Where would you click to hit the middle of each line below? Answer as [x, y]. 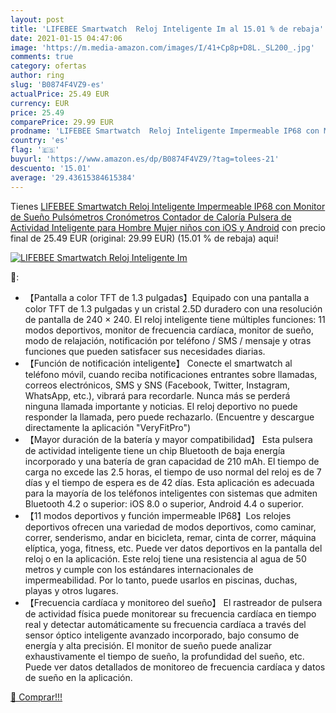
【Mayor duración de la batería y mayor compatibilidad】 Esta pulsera [168, 439]
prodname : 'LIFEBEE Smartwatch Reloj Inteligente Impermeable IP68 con [165, 131]
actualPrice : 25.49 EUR [60, 94]
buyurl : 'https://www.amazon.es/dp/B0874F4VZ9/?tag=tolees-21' [145, 159]
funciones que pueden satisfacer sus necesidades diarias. [145, 351]
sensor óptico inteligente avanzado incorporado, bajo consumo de [162, 635]
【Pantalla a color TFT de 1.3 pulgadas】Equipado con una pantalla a [167, 297]
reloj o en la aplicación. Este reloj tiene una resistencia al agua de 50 [165, 558]
